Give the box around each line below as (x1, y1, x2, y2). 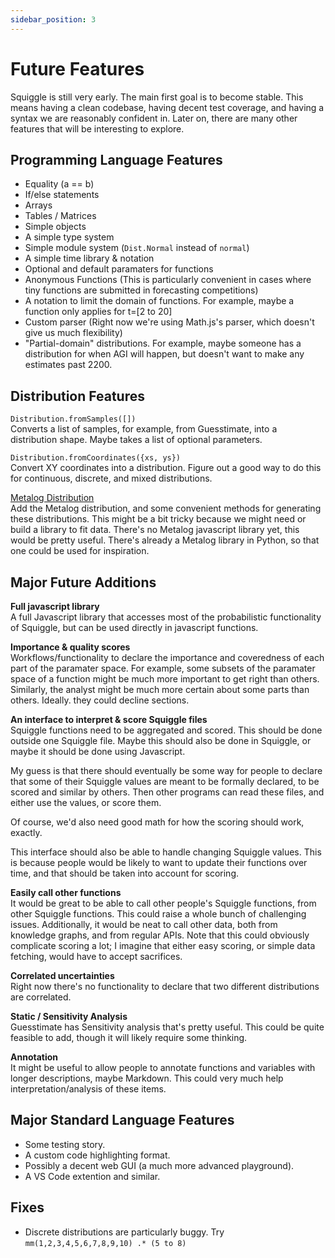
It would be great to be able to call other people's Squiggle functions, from (10, 897, 317, 909)
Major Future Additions (10, 574, 157, 591)
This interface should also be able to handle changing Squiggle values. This (10, 846, 322, 858)
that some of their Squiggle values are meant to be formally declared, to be (10, 776, 320, 787)
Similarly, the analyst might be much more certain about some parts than (10, 684, 310, 695)
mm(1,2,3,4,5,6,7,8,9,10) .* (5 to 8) (24, 1238, 187, 1248)
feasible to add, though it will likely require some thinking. (10, 1032, 248, 1043)
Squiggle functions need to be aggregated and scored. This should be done (10, 724, 323, 736)
